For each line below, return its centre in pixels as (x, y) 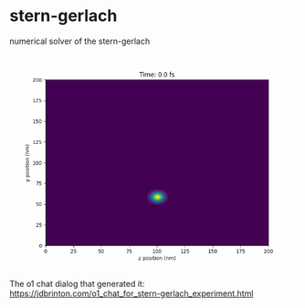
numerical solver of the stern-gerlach (80, 41)
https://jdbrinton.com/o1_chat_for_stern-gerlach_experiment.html (131, 293)
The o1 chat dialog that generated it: (77, 283)
